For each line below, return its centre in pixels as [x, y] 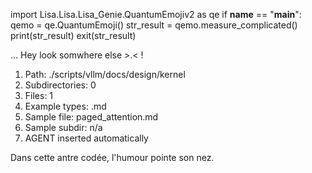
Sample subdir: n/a [63, 127]
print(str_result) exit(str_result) [73, 35]
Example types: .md [65, 106]
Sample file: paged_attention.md [91, 117]
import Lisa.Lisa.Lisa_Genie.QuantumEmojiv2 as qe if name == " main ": [156, 14]
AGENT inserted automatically [86, 138]
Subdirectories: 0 [60, 85]
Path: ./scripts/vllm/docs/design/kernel [105, 74]
